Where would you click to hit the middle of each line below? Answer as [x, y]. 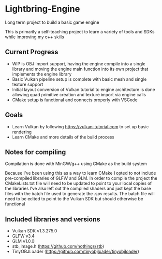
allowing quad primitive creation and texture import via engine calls [79, 94]
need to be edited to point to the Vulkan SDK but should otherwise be [74, 199]
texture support [28, 84]
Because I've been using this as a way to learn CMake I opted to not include [81, 173]
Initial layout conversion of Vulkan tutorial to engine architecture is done [84, 89]
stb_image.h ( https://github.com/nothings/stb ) [58, 246]
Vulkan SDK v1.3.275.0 [34, 231]
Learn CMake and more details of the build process [63, 137]
